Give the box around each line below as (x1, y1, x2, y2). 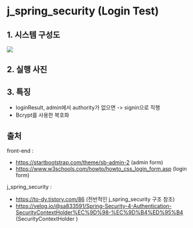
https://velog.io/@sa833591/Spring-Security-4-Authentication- (15, 203, 172, 210)
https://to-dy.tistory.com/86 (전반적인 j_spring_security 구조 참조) (15, 196, 175, 203)
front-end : (7, 147, 34, 155)
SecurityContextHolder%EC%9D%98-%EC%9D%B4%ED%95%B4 (15, 209, 183, 216)
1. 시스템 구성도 (7, 29, 61, 40)
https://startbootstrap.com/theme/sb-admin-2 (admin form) (15, 159, 164, 166)
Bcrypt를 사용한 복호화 (15, 111, 70, 119)
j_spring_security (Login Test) (7, 4, 159, 18)
